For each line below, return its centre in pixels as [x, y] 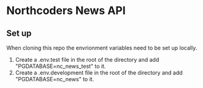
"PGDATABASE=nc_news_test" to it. [60, 66]
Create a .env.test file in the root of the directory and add [87, 60]
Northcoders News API [66, 11]
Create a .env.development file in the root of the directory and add [99, 73]
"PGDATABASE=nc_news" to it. [55, 79]
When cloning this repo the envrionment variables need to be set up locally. [102, 48]
